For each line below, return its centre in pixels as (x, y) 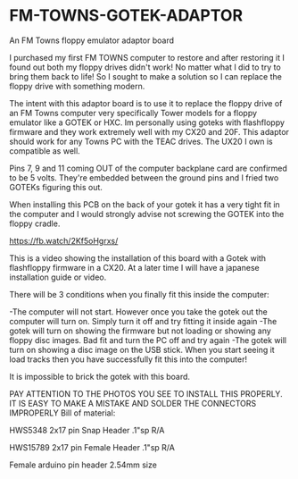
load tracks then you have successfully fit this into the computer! (128, 359)
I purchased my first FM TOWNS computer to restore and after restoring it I (147, 57)
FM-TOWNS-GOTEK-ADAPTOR (126, 16)
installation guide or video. (58, 277)
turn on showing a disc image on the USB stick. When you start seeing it (142, 349)
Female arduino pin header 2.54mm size (83, 465)
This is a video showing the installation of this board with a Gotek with (137, 258)
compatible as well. (45, 151)
